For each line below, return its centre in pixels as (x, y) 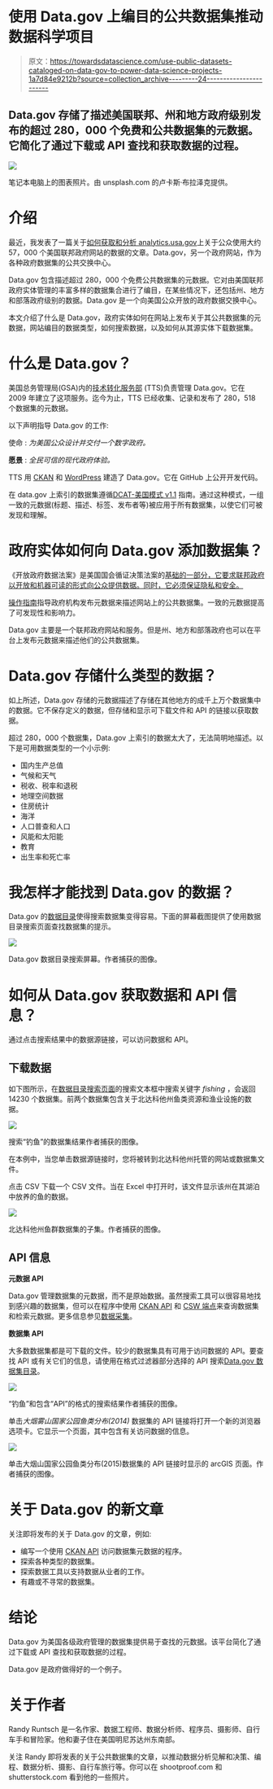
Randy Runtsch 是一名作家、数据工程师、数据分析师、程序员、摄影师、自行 (134, 1729)
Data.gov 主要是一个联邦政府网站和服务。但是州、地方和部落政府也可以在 (131, 630)
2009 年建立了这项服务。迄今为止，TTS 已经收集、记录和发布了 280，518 (132, 398)
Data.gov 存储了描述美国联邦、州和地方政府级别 (129, 115)
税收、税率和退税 (49, 785)
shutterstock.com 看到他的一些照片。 (71, 1777)
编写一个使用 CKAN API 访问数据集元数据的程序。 (103, 1551)
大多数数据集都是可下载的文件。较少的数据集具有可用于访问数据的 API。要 (133, 1351)
